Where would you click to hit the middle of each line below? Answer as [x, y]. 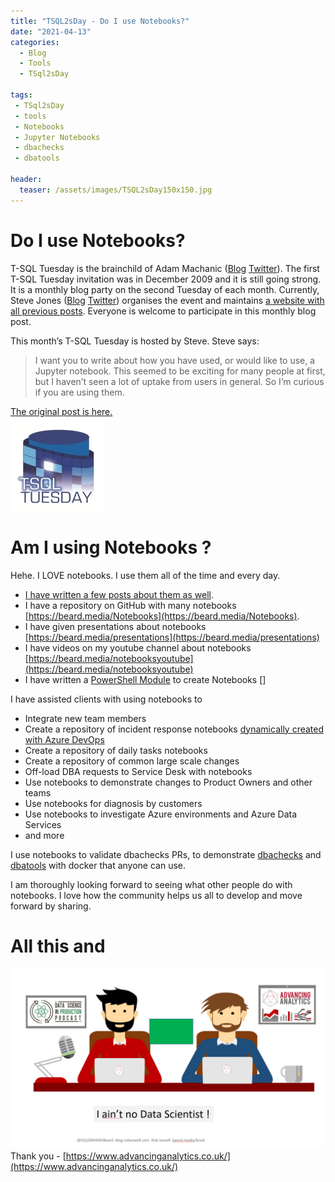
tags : [21, 95]
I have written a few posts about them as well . [119, 594]
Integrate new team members [85, 718]
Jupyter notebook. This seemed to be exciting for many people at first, [180, 371]
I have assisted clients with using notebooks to [106, 699]
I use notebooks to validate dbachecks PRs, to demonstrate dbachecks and [166, 854]
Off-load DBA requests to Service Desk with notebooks [138, 771]
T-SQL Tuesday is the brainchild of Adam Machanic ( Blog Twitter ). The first [165, 268]
